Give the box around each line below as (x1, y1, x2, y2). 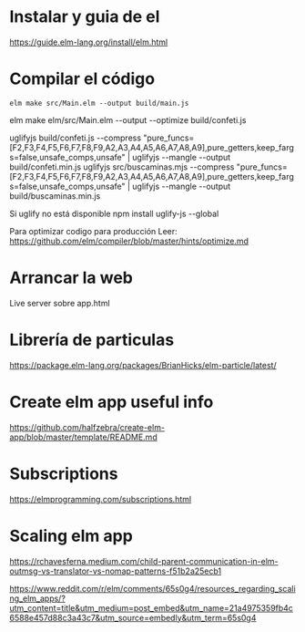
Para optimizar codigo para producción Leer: (9, 225, 178, 236)
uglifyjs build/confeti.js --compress (9, 132, 142, 143)
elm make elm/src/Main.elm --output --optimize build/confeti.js (9, 114, 247, 125)
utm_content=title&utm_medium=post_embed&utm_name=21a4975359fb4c (9, 602, 294, 613)
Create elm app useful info (9, 391, 214, 412)
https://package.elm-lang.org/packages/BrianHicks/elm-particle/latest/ (9, 359, 277, 370)
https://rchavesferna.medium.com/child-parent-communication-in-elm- (9, 555, 280, 566)
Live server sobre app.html (9, 297, 111, 308)
